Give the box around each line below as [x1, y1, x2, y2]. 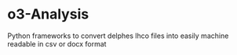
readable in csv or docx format [7, 39, 107, 48]
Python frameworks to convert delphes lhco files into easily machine [7, 31, 229, 40]
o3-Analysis [7, 5, 89, 23]
